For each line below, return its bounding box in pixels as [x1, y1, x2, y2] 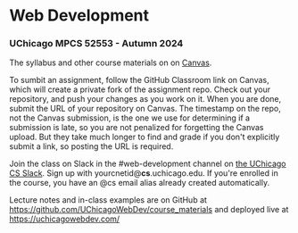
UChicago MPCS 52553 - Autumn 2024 [9, 37, 184, 50]
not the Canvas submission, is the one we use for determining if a [9, 112, 251, 123]
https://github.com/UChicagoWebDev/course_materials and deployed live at [9, 204, 289, 215]
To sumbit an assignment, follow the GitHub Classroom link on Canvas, [9, 75, 269, 86]
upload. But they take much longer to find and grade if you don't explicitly [9, 131, 280, 143]
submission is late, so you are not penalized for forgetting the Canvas [9, 122, 265, 133]
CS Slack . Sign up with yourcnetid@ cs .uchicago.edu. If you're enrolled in [9, 168, 278, 179]
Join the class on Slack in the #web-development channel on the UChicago [9, 158, 286, 170]
